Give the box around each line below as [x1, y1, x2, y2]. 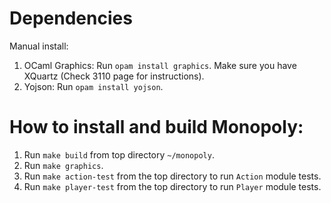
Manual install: [9, 40, 69, 52]
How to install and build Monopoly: [9, 116, 304, 139]
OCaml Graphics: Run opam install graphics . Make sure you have [23, 59, 297, 71]
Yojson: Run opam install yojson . [23, 80, 164, 92]
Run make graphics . [23, 159, 104, 171]
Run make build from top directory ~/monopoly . [23, 148, 215, 161]
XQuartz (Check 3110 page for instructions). [23, 70, 205, 82]
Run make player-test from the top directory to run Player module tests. [23, 180, 322, 192]
